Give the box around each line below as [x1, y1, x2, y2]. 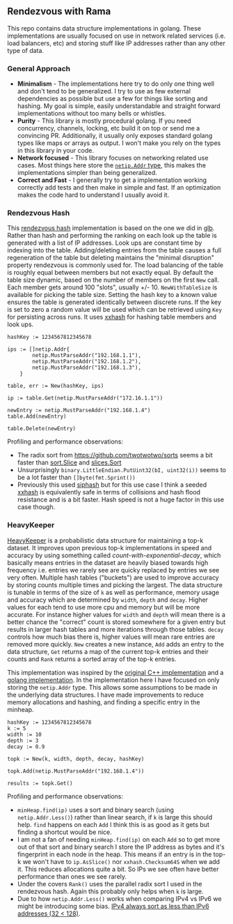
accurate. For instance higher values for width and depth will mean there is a [7, 610, 226, 619]
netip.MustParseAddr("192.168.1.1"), [32, 352, 141, 359]
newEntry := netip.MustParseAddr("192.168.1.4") [7, 407, 151, 414]
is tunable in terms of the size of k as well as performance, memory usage [7, 588, 220, 596]
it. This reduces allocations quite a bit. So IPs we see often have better [17, 865, 219, 873]
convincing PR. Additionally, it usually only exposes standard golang [17, 132, 213, 140]
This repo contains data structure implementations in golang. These [7, 24, 202, 32]
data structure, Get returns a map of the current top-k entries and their [7, 647, 209, 656]
